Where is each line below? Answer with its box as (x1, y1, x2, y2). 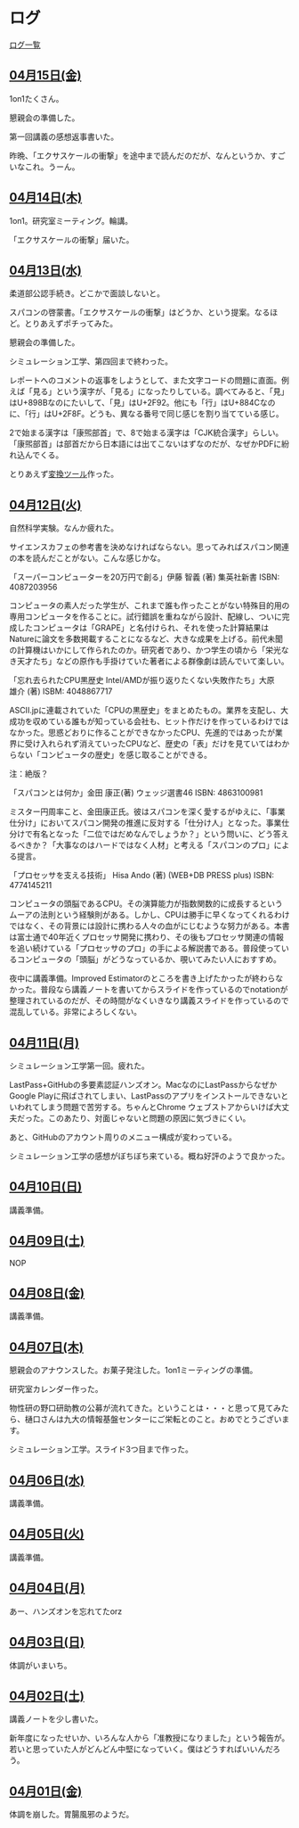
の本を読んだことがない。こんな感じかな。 (9, 553, 166, 564)
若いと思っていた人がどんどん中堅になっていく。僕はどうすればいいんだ (9, 1744, 273, 1755)
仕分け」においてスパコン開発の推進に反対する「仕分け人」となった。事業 (9, 818, 282, 828)
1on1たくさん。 (9, 93, 64, 103)
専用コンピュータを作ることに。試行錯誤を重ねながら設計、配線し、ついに (9, 612, 282, 622)
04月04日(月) (9, 1580, 85, 1596)
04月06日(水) (9, 1472, 85, 1487)
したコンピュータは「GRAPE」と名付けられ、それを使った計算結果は (16, 622, 270, 633)
